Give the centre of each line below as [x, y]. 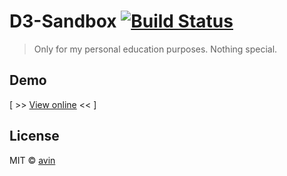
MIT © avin [32, 160]
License [34, 136]
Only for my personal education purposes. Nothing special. [155, 49]
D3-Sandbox [63, 21]
